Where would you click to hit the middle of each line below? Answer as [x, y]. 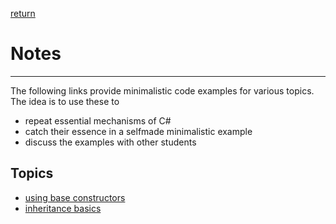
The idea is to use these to [65, 101]
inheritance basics [63, 208]
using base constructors [75, 197]
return [23, 13]
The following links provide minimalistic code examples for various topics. [162, 90]
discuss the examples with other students [110, 142]
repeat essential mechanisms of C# [98, 120]
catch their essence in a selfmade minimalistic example [138, 131]
